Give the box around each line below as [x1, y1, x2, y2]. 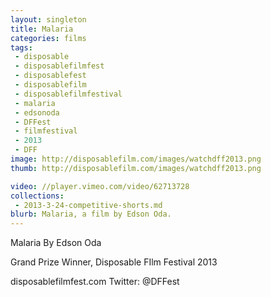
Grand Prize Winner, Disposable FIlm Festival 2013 [10, 256, 218, 268]
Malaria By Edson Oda [10, 237, 102, 249]
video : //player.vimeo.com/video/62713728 [10, 181, 190, 191]
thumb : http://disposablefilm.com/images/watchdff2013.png [10, 163, 262, 173]
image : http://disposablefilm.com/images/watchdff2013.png [10, 154, 262, 164]
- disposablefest [14, 71, 87, 81]
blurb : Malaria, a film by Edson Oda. [10, 209, 172, 220]
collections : [10, 191, 65, 201]
